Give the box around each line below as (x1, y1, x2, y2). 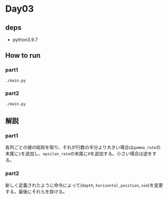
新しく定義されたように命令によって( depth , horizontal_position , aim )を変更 (5, 182, 163, 188)
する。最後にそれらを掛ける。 (5, 188, 67, 194)
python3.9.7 (12, 36, 38, 43)
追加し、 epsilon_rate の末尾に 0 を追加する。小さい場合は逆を (25, 150, 153, 157)
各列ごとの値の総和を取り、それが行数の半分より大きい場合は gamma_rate (5, 144, 156, 150)
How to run (5, 51, 41, 60)
